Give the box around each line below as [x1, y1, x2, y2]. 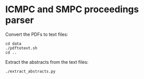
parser [5, 14, 34, 26]
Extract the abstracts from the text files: [5, 59, 89, 65]
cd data [5, 41, 22, 46]
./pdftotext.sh [5, 45, 38, 50]
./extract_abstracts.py [5, 69, 56, 74]
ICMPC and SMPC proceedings [5, 4, 139, 15]
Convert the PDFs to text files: [5, 31, 69, 37]
